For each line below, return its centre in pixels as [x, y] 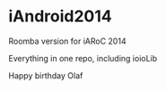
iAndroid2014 [61, 16]
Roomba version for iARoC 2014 [67, 41]
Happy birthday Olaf [46, 75]
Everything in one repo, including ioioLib [83, 58]
